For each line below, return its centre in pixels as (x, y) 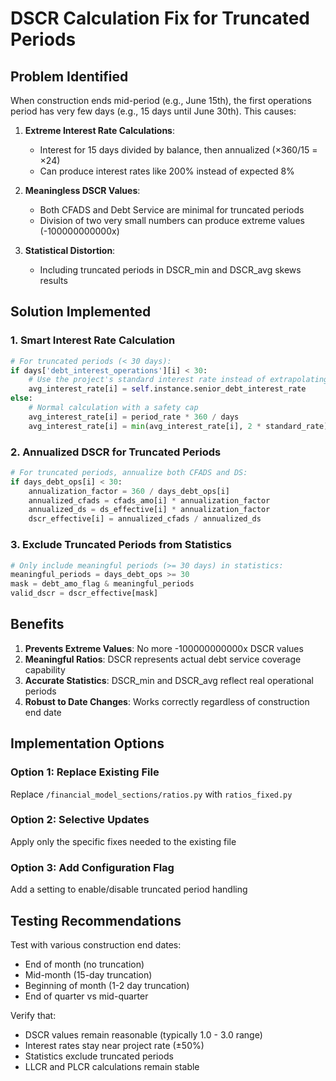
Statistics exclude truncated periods (99, 1056)
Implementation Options (87, 743)
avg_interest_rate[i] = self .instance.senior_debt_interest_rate (167, 389)
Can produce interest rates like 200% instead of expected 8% (167, 171)
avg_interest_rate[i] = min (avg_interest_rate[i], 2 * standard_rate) (178, 426)
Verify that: (33, 1015)
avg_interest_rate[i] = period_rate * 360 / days (134, 417)
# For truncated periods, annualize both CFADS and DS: (129, 472)
